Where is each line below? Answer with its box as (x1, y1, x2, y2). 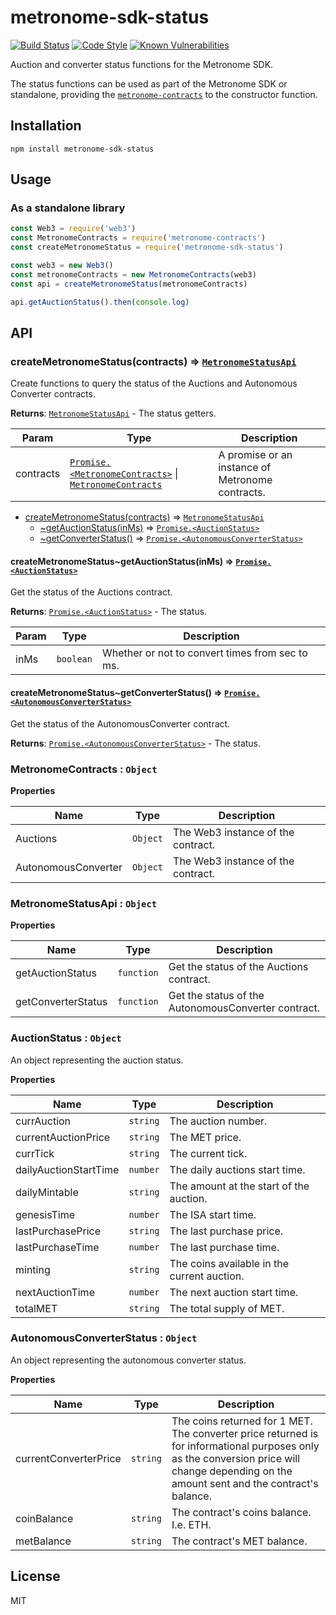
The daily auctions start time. (169, 1162, 306, 1176)
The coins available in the (169, 1256, 290, 1270)
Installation (10, 117, 82, 135)
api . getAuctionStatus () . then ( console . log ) (10, 297, 190, 307)
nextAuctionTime (15, 1285, 95, 1299)
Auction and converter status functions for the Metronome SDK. (10, 58, 274, 70)
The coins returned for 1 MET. (171, 1414, 313, 1428)
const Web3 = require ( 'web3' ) (10, 224, 137, 234)
